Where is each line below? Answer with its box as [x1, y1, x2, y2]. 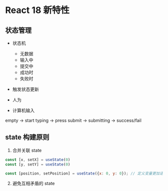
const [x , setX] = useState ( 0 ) [5, 157, 70, 162]
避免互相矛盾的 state [12, 181, 55, 187]
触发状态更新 [12, 86, 39, 92]
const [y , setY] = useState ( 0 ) [5, 162, 70, 167]
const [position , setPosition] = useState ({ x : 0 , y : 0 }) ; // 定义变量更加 [5, 171, 160, 176]
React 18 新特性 [5, 4, 70, 16]
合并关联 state [12, 147, 42, 153]
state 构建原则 [5, 133, 49, 142]
